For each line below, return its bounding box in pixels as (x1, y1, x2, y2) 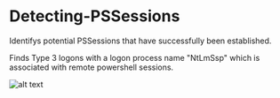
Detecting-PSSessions (9, 6, 180, 26)
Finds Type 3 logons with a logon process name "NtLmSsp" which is (9, 52, 260, 63)
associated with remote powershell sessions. (9, 62, 174, 72)
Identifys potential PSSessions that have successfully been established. (9, 35, 272, 46)
